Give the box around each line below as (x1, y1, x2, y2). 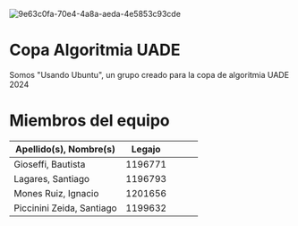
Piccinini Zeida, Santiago (13, 202, 118, 214)
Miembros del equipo (9, 110, 170, 131)
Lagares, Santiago (13, 172, 90, 185)
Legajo (131, 143, 161, 155)
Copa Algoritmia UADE (9, 40, 181, 60)
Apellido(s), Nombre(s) (14, 143, 116, 155)
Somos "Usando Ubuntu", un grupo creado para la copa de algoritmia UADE (9, 69, 289, 80)
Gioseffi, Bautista (13, 158, 86, 170)
